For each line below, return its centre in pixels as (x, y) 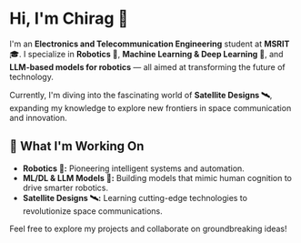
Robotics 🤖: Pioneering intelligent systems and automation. (134, 168)
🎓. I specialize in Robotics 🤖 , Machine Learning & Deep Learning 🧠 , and (146, 54)
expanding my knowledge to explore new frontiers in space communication (150, 107)
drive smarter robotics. (65, 187)
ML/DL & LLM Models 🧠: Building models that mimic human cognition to (157, 177)
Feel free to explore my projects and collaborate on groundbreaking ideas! (149, 228)
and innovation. (39, 117)
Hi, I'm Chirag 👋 (69, 19)
